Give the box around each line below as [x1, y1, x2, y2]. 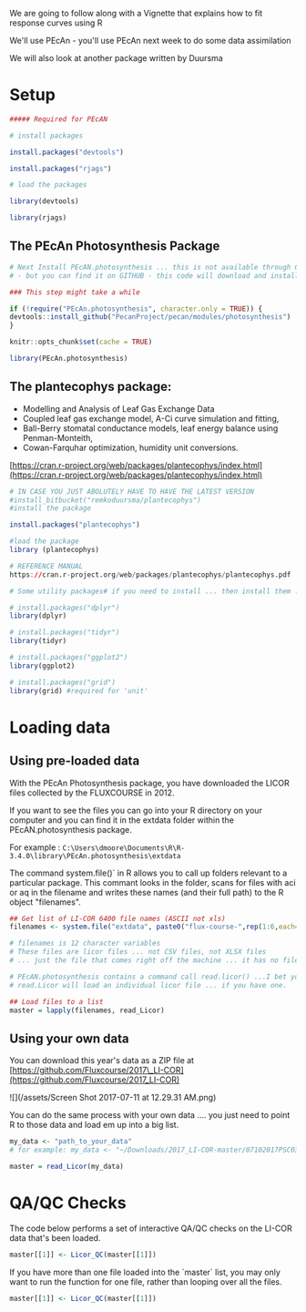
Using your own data [9, 1030, 129, 1046]
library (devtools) [9, 197, 79, 206]
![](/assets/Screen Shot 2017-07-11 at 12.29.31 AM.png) [9, 1092, 217, 1103]
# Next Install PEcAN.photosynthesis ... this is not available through [9, 262, 291, 272]
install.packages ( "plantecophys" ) [9, 520, 141, 529]
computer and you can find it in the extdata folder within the [9, 815, 235, 825]
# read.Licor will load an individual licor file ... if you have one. [9, 980, 287, 989]
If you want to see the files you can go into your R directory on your [9, 805, 262, 815]
